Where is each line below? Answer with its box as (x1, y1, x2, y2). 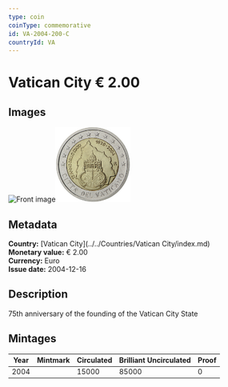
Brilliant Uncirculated (118, 356, 191, 365)
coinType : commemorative (8, 21, 91, 30)
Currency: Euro (8, 256, 60, 265)
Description (8, 288, 68, 301)
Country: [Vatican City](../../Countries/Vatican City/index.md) (8, 239, 210, 249)
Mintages (8, 332, 57, 345)
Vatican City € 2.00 (8, 74, 140, 92)
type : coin (8, 13, 45, 21)
